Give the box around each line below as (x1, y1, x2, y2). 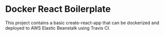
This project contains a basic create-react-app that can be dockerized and (5, 20, 159, 26)
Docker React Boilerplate (5, 3, 111, 15)
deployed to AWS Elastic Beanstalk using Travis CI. (5, 25, 110, 31)
